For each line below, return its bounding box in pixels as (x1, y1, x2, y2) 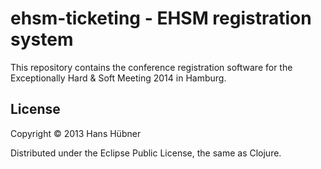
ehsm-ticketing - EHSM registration (10, 7, 312, 30)
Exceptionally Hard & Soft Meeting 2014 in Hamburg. (10, 72, 227, 84)
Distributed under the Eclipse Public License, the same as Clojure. (10, 147, 282, 159)
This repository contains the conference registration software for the (10, 61, 293, 73)
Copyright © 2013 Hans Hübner (10, 127, 142, 139)
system (10, 28, 74, 51)
